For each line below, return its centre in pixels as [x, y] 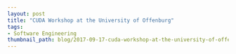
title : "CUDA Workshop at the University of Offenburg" [91, 20]
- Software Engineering [42, 33]
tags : [15, 27]
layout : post [26, 14]
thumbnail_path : [31, 40]
